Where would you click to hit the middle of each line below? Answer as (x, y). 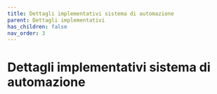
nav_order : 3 (26, 33)
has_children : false (38, 26)
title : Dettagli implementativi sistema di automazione (91, 14)
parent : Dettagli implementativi (56, 20)
